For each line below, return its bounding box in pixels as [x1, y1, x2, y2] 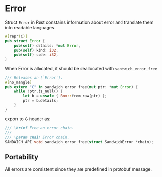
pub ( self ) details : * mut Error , [14, 43, 81, 48]
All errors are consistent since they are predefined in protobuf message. [5, 166, 152, 172]
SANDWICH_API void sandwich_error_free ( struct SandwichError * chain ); [5, 139, 154, 144]
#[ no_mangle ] [5, 80, 32, 85]
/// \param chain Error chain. [5, 135, 70, 140]
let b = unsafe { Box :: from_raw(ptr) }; [23, 93, 107, 98]
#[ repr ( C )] [5, 34, 28, 39]
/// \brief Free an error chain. [5, 126, 74, 131]
